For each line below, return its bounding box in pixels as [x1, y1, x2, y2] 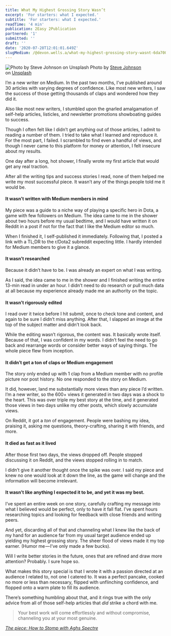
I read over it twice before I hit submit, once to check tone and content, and [5, 311, 163, 317]
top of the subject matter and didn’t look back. [5, 322, 103, 328]
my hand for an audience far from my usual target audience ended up [5, 532, 151, 538]
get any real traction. [5, 163, 49, 169]
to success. [5, 116, 30, 122]
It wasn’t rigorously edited [5, 299, 62, 306]
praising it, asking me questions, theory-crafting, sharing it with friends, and [5, 423, 164, 429]
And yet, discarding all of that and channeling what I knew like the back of [5, 526, 160, 533]
